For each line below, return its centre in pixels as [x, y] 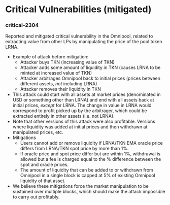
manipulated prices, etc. [38, 132]
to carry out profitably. [36, 197]
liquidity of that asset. [43, 181]
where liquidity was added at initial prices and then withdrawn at [80, 127]
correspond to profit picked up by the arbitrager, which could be [80, 111]
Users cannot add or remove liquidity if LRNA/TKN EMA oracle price [92, 143]
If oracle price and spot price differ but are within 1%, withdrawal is [90, 154]
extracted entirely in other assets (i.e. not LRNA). [64, 116]
